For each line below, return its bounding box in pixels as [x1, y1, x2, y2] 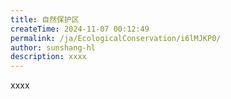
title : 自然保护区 [10, 14, 80, 25]
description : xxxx [10, 52, 87, 62]
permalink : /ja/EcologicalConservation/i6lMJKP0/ [10, 33, 222, 43]
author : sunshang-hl [10, 42, 97, 53]
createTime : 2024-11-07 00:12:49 [10, 24, 150, 34]
